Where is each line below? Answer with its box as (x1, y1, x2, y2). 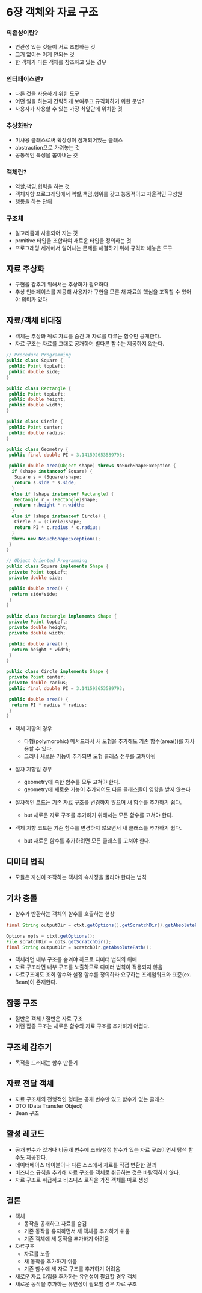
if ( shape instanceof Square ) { (11, 469, 93, 475)
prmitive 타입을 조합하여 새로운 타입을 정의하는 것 (14, 236, 132, 244)
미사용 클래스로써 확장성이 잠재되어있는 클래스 (14, 136, 123, 144)
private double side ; (8, 574, 63, 581)
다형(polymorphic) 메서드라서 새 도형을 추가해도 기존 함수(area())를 (23, 738, 184, 745)
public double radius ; (8, 429, 66, 436)
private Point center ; (8, 674, 66, 680)
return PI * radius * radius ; (11, 702, 87, 708)
